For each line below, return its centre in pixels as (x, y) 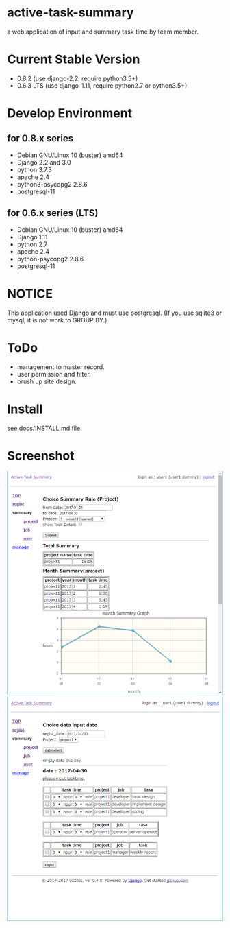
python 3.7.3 (35, 169)
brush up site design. (47, 381)
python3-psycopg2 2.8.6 (52, 184)
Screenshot (41, 456)
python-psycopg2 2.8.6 (50, 259)
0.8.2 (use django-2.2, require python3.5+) (77, 78)
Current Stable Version (74, 59)
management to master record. (61, 367)
